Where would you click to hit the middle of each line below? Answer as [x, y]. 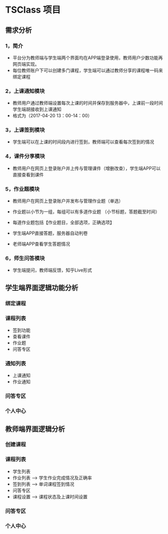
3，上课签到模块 [25, 130]
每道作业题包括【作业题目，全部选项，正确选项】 [63, 223]
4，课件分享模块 [25, 156]
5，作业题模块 [22, 189]
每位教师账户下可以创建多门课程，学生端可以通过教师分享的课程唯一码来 [88, 70]
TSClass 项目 [33, 10]
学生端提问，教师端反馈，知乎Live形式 [52, 270]
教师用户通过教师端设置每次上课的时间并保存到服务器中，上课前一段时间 [88, 103]
